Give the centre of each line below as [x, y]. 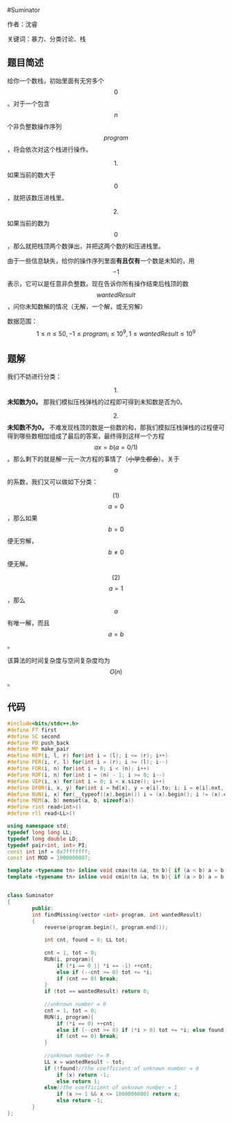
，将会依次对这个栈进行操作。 [49, 149]
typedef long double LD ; [43, 838]
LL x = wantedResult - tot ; [85, 1062]
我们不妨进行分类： [35, 376]
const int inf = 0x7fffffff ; [49, 852]
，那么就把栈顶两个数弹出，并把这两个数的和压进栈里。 [86, 246]
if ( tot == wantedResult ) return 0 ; [97, 991]
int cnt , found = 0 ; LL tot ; [86, 940]
